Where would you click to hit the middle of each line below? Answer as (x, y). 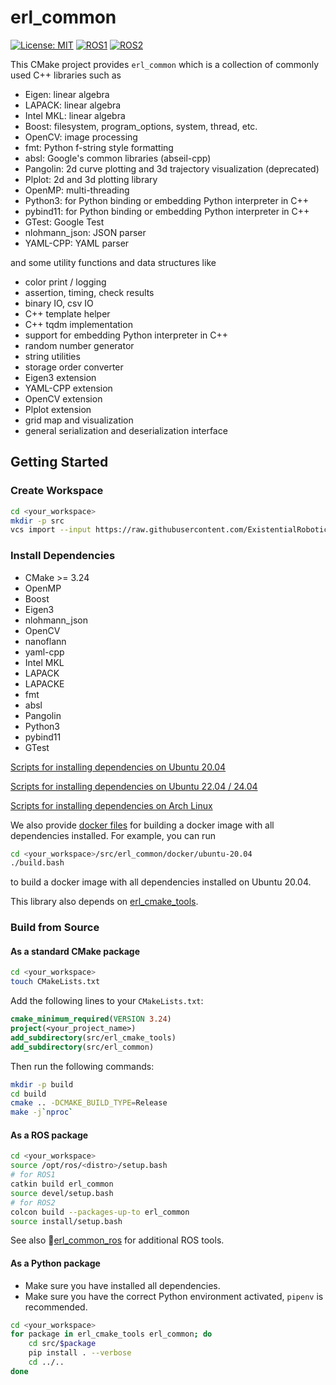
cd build (28, 1094)
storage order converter (74, 367)
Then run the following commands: (82, 1066)
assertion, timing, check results (89, 292)
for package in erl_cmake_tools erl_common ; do (111, 1334)
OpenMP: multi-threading (77, 190)
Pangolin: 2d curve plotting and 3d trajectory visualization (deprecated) (172, 168)
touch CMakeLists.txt (55, 982)
